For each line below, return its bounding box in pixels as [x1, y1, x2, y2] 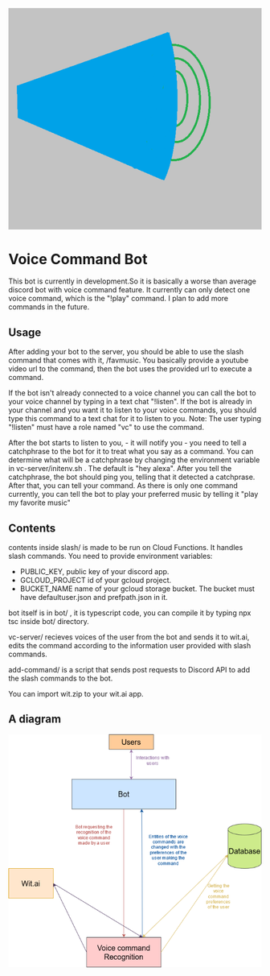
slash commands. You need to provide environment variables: [8, 552, 213, 561]
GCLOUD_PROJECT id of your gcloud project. [19, 576, 171, 585]
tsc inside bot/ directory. [8, 617, 90, 627]
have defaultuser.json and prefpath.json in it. [19, 593, 169, 602]
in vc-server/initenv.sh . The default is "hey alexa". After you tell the [8, 464, 232, 474]
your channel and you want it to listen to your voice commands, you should [8, 405, 257, 415]
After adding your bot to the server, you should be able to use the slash [8, 347, 244, 357]
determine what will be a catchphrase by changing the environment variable [8, 455, 260, 465]
